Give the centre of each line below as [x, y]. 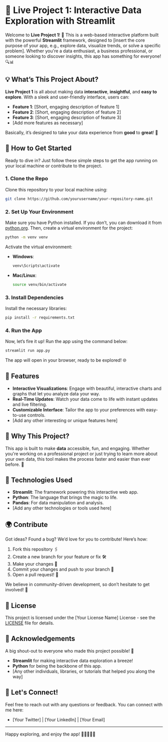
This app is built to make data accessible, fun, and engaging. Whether [77, 448]
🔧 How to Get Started [38, 148]
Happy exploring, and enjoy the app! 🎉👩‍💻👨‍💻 [50, 734]
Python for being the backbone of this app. [57, 666]
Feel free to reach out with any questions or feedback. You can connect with [84, 704]
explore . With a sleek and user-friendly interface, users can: [67, 97]
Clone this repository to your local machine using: [56, 189]
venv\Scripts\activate [36, 266]
